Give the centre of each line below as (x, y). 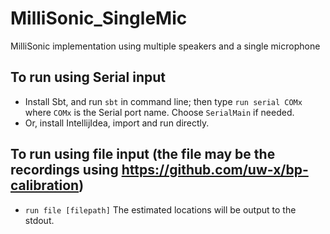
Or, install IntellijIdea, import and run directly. (117, 123)
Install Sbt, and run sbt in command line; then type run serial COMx (163, 101)
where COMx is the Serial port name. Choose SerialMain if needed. (159, 112)
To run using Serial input (88, 77)
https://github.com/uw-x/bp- (215, 170)
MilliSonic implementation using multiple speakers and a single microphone (165, 46)
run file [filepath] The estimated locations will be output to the (160, 209)
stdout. (39, 220)
